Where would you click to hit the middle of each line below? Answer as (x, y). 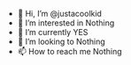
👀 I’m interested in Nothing (66, 23)
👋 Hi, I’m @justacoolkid (59, 14)
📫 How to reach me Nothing (69, 51)
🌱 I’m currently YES (53, 32)
